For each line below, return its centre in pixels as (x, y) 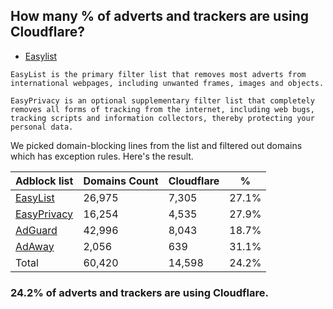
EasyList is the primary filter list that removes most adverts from (158, 74)
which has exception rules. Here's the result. (102, 156)
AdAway (35, 246)
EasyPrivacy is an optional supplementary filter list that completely (162, 100)
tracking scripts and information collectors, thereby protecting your (162, 118)
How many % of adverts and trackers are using (159, 16)
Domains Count (121, 181)
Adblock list (44, 181)
